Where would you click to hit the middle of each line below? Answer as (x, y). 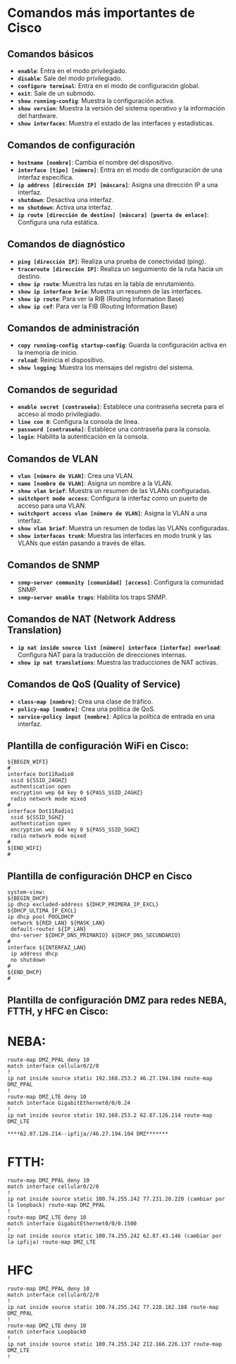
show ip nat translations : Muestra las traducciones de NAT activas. (118, 662)
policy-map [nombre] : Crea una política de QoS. (86, 708)
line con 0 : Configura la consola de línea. (78, 422)
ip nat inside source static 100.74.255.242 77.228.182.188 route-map (113, 1308)
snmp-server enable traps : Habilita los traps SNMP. (92, 597)
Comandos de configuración (71, 145)
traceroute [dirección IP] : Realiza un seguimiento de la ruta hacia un (120, 268)
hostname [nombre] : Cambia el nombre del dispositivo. (95, 162)
